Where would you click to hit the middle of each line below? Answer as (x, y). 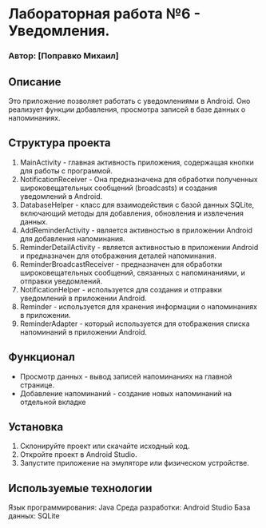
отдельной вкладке (53, 402)
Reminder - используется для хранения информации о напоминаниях (139, 306)
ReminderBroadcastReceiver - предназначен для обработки (121, 264)
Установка (36, 427)
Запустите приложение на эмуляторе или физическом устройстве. (135, 463)
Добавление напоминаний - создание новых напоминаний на (126, 393)
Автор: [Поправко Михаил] (64, 56)
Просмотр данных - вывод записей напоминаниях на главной (126, 376)
